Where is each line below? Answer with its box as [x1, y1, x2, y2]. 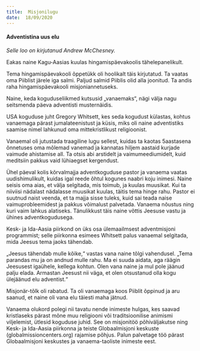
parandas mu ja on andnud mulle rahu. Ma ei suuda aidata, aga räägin [6, 256, 181, 263]
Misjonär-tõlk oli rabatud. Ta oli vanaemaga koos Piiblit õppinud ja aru [6, 287, 180, 294]
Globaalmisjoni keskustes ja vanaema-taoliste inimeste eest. [6, 337, 156, 345]
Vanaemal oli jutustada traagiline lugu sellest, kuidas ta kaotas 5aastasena [6, 137, 192, 145]
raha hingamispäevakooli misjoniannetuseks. [6, 83, 118, 90]
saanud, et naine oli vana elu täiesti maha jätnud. [6, 294, 128, 301]
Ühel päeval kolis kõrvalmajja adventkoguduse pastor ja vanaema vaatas [6, 168, 188, 175]
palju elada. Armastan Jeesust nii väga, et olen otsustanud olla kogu [6, 269, 176, 276]
